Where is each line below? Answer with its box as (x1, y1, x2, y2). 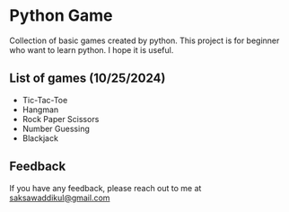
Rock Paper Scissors (22, 113, 100, 124)
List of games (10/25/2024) (9, 71, 166, 86)
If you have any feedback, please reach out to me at (9, 182, 202, 193)
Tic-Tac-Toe (22, 94, 68, 105)
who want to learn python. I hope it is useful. (9, 44, 174, 55)
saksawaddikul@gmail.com (9, 192, 110, 203)
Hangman (22, 104, 59, 115)
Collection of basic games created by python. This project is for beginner (9, 35, 280, 46)
